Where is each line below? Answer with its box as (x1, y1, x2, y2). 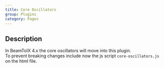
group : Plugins (5, 12, 37, 17)
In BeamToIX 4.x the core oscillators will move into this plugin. (5, 48, 131, 54)
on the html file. (5, 58, 37, 64)
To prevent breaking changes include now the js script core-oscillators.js (5, 53, 160, 59)
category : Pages (5, 16, 39, 21)
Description (5, 34, 42, 43)
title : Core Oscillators (5, 7, 56, 12)
